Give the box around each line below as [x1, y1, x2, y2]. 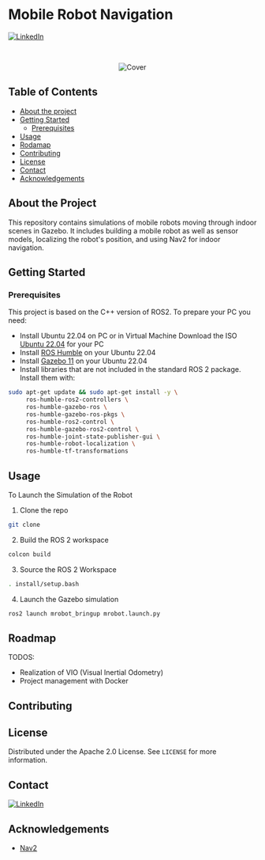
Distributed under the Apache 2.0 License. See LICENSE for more [8, 747, 217, 756]
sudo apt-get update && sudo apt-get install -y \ [8, 388, 178, 396]
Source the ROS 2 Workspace [19, 564, 117, 574]
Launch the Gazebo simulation [19, 594, 119, 604]
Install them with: [19, 373, 76, 383]
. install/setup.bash [8, 580, 80, 588]
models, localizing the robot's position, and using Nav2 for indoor [8, 234, 221, 244]
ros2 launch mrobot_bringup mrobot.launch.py [8, 609, 160, 618]
